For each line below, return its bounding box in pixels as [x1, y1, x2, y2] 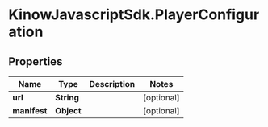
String [55, 92, 79, 103]
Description [89, 79, 136, 89]
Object [55, 105, 82, 116]
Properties [8, 55, 63, 68]
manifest [12, 105, 48, 116]
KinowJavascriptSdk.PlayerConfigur [8, 6, 260, 24]
